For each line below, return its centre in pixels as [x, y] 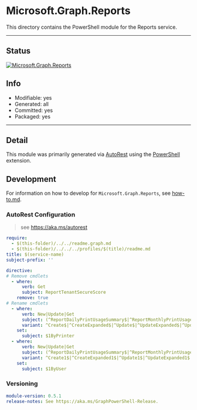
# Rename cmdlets [27, 303]
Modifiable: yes [33, 97]
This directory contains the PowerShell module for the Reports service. [92, 27]
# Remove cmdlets [27, 276]
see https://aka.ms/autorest [54, 228]
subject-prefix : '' [30, 260]
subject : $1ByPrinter [48, 336]
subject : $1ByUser [44, 369]
